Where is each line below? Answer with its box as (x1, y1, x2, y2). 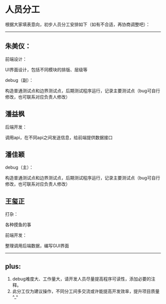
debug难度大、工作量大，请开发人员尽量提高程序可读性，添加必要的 (12, 276, 151, 282)
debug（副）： (5, 77, 34, 83)
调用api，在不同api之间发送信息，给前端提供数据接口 (5, 134, 113, 140)
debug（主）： (5, 164, 34, 171)
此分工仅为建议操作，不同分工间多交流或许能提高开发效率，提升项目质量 (12, 288, 160, 294)
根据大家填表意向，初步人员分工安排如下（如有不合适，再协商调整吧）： (5, 21, 150, 27)
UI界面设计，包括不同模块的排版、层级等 (5, 66, 88, 72)
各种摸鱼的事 (5, 222, 31, 228)
